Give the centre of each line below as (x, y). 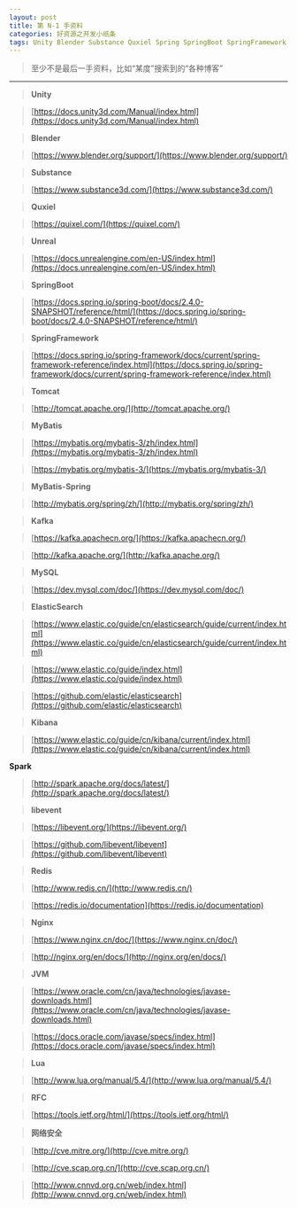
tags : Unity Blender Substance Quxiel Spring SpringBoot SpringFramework (148, 42)
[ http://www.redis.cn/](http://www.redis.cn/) (111, 888)
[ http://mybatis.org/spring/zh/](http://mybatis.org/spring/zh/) (142, 504)
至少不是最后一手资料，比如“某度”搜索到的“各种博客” (127, 68)
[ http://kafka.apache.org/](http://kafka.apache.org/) (126, 556)
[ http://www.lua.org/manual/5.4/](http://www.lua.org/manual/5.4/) (151, 1080)
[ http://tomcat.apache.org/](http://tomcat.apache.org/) (130, 409)
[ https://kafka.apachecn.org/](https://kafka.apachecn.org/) (138, 538)
